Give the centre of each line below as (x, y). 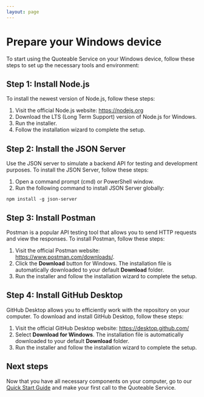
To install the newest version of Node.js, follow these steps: (81, 99)
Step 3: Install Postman (51, 218)
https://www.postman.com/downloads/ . (65, 257)
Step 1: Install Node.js (48, 84)
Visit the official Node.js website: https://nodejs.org (79, 110)
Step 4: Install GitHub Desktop (65, 295)
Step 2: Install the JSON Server (66, 149)
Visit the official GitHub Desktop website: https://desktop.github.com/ (102, 328)
